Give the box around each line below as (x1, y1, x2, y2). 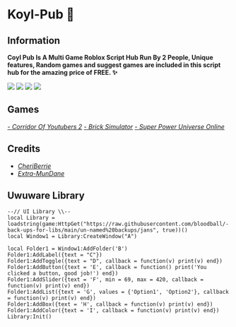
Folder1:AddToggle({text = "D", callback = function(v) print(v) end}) (7, 258, 223, 265)
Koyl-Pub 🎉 (7, 6, 75, 23)
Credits (7, 143, 41, 155)
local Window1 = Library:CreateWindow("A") (7, 233, 138, 240)
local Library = (7, 215, 55, 222)
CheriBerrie (17, 162, 52, 170)
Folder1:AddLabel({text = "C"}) (7, 251, 102, 258)
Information (7, 35, 61, 47)
